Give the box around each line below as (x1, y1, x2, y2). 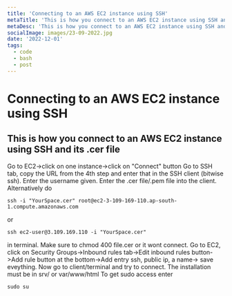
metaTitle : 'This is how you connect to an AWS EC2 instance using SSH (7, 17, 217, 23)
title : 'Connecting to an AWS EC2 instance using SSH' (7, 10, 168, 17)
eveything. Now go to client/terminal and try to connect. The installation (7, 262, 211, 271)
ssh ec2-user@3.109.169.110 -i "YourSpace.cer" (7, 229, 147, 235)
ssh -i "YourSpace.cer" (7, 197, 76, 204)
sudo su (7, 283, 30, 290)
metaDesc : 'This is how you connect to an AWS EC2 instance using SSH (7, 23, 215, 30)
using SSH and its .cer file (7, 144, 121, 156)
